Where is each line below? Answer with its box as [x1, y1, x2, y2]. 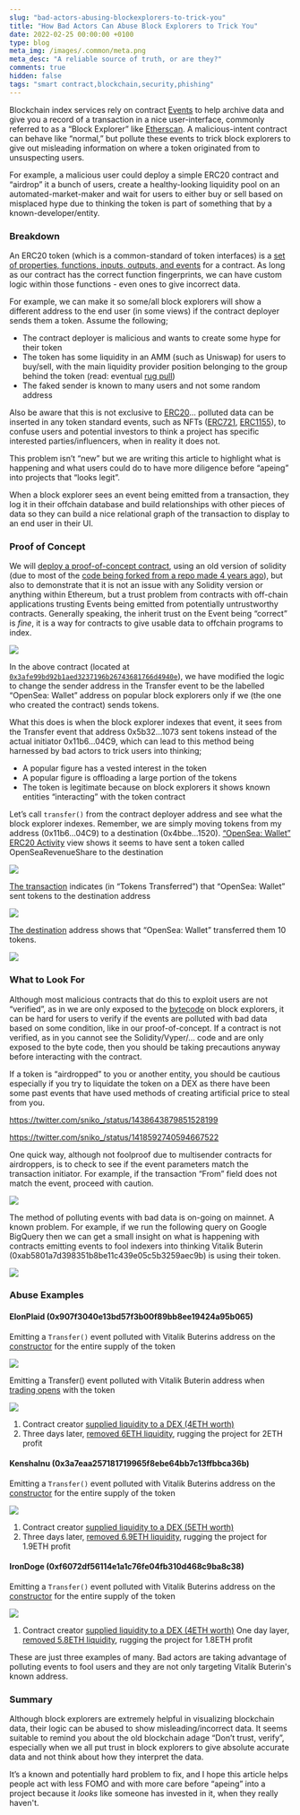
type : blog [9, 38, 50, 48]
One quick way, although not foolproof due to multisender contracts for [9, 1149, 272, 1160]
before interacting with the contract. [9, 1050, 142, 1062]
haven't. [9, 1798, 39, 1809]
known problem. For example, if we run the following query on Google [9, 1221, 267, 1232]
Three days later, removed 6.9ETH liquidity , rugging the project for [21, 1531, 267, 1542]
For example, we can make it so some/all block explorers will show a [9, 296, 261, 307]
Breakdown [9, 229, 60, 242]
